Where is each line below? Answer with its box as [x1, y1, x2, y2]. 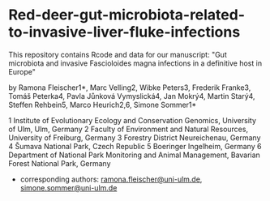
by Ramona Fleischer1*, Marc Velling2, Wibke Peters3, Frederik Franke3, [8, 83, 251, 92]
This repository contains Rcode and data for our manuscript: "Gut [8, 49, 227, 59]
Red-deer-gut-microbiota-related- [8, 6, 246, 24]
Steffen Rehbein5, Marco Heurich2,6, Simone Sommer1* [8, 100, 197, 109]
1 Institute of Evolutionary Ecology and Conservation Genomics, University [8, 115, 257, 125]
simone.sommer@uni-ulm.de [19, 182, 118, 192]
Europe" [8, 66, 36, 76]
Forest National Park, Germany [8, 158, 111, 168]
